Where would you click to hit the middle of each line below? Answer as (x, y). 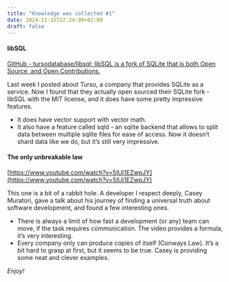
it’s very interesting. (45, 235)
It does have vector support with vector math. (81, 119)
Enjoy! (16, 271)
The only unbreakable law (45, 157)
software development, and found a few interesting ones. (88, 208)
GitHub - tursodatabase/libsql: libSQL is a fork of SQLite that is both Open (111, 63)
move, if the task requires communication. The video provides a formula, (120, 228)
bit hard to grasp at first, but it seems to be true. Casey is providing (112, 250)
